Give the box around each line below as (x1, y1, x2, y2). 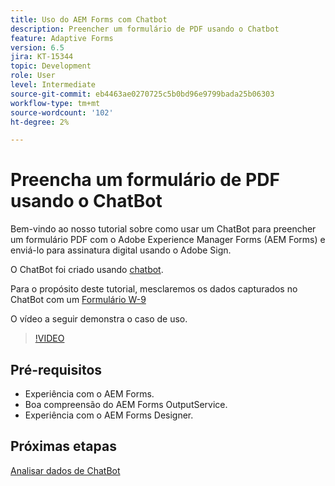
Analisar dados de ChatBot (10, 464, 121, 476)
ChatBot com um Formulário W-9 (10, 294, 147, 306)
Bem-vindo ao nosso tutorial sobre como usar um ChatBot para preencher (10, 223, 317, 235)
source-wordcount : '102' (10, 107, 114, 118)
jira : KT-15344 (10, 52, 74, 62)
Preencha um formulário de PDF (10, 169, 280, 191)
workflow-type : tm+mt (10, 98, 101, 108)
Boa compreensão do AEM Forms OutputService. (24, 399, 228, 410)
